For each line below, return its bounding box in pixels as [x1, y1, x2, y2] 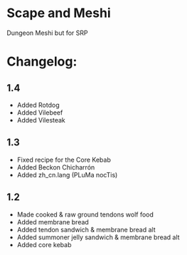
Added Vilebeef [16, 108, 63, 117]
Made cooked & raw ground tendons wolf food [16, 210, 154, 219]
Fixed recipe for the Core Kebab [16, 155, 111, 164]
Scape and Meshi [6, 5, 111, 21]
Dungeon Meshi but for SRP [6, 28, 88, 37]
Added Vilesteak [16, 115, 65, 124]
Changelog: [6, 53, 78, 70]
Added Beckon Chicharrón [16, 162, 95, 172]
